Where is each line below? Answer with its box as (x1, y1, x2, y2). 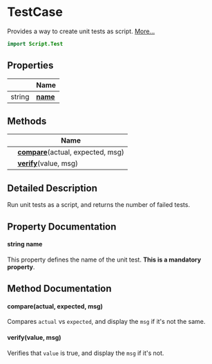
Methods (7, 116, 47, 127)
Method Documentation (7, 283, 112, 295)
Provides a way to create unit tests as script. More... (7, 27, 155, 35)
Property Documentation (7, 221, 117, 233)
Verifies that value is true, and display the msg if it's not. (7, 349, 164, 357)
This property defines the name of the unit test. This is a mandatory (7, 255, 202, 264)
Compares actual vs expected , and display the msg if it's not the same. (7, 318, 206, 326)
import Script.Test (7, 40, 64, 47)
